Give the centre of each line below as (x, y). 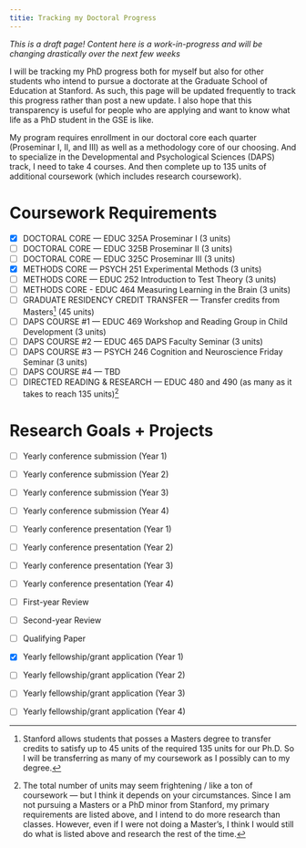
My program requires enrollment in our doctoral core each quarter (133, 137)
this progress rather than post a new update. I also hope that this (131, 100)
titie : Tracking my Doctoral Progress (83, 18)
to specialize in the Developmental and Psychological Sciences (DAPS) (142, 157)
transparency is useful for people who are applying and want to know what (150, 109)
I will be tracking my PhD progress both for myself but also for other (137, 71)
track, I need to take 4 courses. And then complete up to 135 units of (138, 166)
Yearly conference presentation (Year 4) (98, 584)
